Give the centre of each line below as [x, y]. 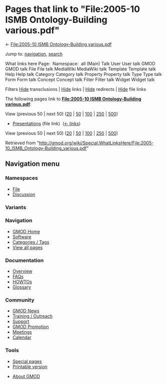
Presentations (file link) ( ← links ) [46, 123]
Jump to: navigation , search [34, 54]
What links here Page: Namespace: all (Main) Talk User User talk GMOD [80, 63]
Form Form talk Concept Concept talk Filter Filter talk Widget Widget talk [80, 79]
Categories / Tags [31, 242]
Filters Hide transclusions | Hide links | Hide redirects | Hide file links [76, 89]
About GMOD [26, 376]
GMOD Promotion [30, 327]
